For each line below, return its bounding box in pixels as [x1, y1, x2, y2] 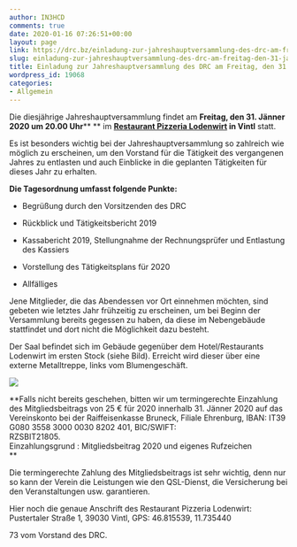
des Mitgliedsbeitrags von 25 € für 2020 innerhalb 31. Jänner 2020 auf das [9, 403, 283, 413]
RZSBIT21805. [9, 431, 61, 442]
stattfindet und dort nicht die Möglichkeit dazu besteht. [9, 324, 209, 335]
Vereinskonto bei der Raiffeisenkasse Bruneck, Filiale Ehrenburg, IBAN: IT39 [9, 412, 286, 423]
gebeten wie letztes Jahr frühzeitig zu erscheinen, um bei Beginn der [9, 304, 261, 315]
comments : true [9, 21, 65, 30]
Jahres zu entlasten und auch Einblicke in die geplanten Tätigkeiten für [9, 157, 268, 167]
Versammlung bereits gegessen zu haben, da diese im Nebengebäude [9, 314, 266, 325]
